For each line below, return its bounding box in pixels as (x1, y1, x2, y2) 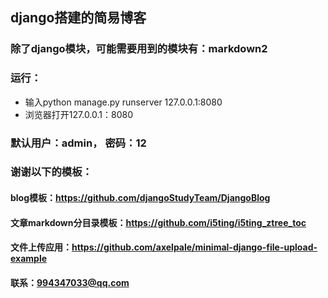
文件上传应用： (10, 241, 72, 253)
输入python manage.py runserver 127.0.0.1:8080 (24, 96, 223, 108)
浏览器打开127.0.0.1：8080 (24, 108, 134, 120)
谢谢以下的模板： (10, 165, 93, 179)
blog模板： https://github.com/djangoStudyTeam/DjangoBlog (10, 192, 271, 204)
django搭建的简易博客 (10, 9, 147, 27)
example (10, 253, 48, 265)
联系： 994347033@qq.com (10, 276, 130, 288)
